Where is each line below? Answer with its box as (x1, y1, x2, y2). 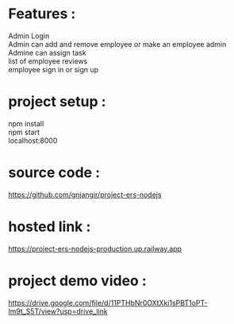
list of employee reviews (8, 56, 88, 66)
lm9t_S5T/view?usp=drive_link (8, 307, 109, 316)
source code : (8, 164, 101, 182)
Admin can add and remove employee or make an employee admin (8, 39, 227, 48)
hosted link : (8, 218, 91, 235)
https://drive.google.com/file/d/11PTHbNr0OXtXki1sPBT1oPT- (8, 298, 208, 307)
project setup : (8, 93, 106, 111)
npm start (8, 127, 40, 137)
